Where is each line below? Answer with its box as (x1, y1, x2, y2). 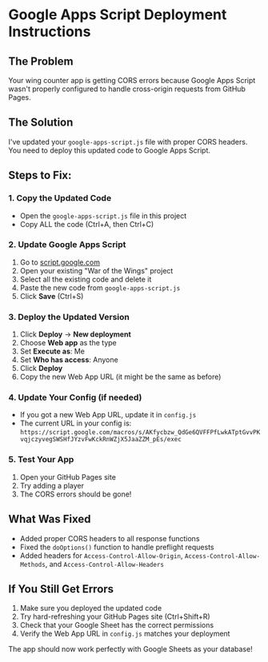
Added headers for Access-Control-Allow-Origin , (19, 550, 183, 560)
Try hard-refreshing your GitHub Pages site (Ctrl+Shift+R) (19, 612, 210, 621)
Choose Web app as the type (19, 338, 118, 348)
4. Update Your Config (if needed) (8, 392, 142, 403)
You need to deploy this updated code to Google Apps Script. (8, 146, 210, 155)
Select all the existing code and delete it (19, 274, 152, 284)
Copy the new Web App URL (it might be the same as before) (19, 372, 222, 381)
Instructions (8, 22, 91, 41)
